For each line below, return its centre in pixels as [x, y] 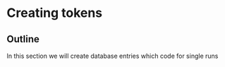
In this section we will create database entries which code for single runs [112, 56]
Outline [23, 39]
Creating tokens [55, 13]
